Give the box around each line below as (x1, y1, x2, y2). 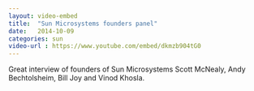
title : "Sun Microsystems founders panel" (8, 19, 158, 28)
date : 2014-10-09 (8, 27, 75, 35)
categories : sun (8, 34, 63, 43)
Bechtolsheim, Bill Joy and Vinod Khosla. (8, 73, 145, 83)
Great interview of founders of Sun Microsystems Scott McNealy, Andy (8, 64, 246, 74)
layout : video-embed (8, 11, 79, 20)
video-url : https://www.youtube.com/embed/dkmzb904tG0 (8, 42, 201, 50)
